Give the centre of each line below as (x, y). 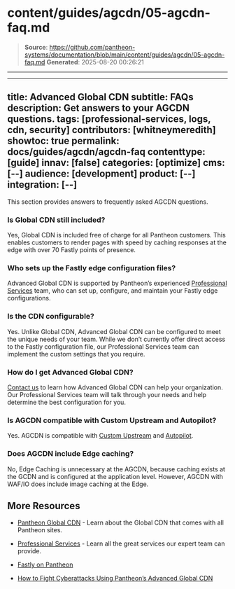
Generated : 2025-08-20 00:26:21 (95, 62)
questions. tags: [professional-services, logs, (109, 119)
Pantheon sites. (40, 530)
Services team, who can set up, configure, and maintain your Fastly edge (113, 291)
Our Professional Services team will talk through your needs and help (107, 394)
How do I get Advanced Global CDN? (71, 372)
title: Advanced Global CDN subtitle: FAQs (100, 97)
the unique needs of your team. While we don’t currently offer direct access (116, 339)
